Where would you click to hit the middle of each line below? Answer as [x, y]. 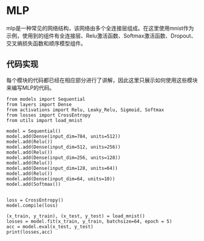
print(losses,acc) [29, 232]
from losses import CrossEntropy [49, 115]
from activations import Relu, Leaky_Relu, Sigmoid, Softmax [85, 110]
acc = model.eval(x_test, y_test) [50, 226]
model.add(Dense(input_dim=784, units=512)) [63, 136]
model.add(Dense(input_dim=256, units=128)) [63, 158]
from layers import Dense [39, 104]
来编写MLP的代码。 [31, 87]
